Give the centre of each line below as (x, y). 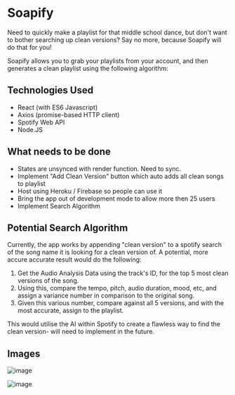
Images (24, 353)
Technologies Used (50, 90)
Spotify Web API (41, 122)
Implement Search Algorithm (59, 206)
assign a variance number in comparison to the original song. (106, 295)
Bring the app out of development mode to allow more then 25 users (116, 199)
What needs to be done (59, 152)
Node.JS (30, 129)
